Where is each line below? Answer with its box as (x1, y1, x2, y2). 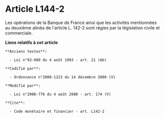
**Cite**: (5, 100, 26, 105)
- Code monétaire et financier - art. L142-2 (9, 109, 105, 114)
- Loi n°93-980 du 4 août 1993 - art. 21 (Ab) (9, 57, 107, 62)
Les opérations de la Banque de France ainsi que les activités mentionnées (5, 20, 157, 25)
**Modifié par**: (5, 83, 41, 88)
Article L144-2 (5, 3, 65, 15)
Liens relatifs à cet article (5, 39, 58, 45)
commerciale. (5, 30, 33, 36)
